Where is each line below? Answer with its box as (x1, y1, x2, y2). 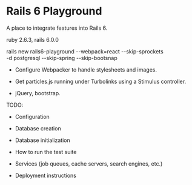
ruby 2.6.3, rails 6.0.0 (6, 36, 59, 43)
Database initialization (15, 136, 71, 144)
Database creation (15, 124, 62, 132)
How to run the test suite (15, 148, 77, 155)
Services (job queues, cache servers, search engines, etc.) (15, 160, 163, 167)
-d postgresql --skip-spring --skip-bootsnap (6, 54, 118, 61)
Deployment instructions (15, 172, 77, 179)
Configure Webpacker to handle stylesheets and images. (15, 66, 157, 73)
